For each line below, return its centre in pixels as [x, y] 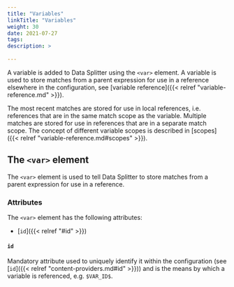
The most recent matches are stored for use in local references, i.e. [104, 108]
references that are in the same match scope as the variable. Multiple [107, 115]
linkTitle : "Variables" [42, 20]
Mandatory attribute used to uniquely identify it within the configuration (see [117, 261]
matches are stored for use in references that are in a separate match [107, 123]
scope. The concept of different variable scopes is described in [98, 131]
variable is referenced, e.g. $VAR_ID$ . [60, 276]
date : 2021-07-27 [32, 33]
